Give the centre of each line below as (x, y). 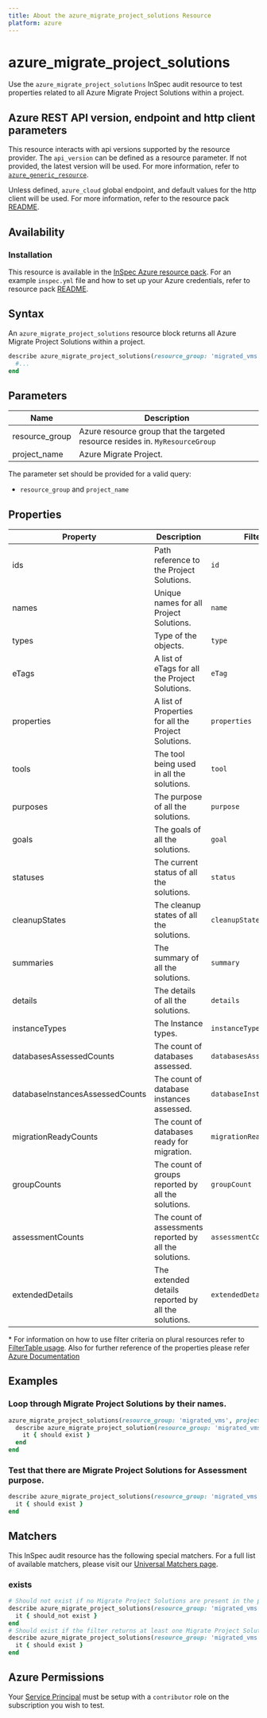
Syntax (26, 314)
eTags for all (177, 669)
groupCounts (37, 1184)
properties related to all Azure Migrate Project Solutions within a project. (126, 93)
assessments (179, 1227)
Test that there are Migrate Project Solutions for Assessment (128, 1470)
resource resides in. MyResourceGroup (147, 441)
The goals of (177, 830)
